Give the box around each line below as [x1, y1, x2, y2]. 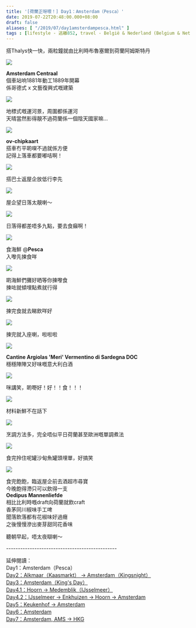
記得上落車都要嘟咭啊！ [6, 152, 63, 159]
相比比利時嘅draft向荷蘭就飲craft [6, 499, 85, 506]
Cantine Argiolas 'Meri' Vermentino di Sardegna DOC [6, 354, 138, 361]
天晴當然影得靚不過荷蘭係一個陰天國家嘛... [6, 115, 108, 122]
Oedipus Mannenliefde [6, 492, 63, 499]
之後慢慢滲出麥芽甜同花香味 [6, 521, 73, 528]
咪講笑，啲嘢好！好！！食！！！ [6, 384, 83, 391]
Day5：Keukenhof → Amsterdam [6, 601, 85, 608]
